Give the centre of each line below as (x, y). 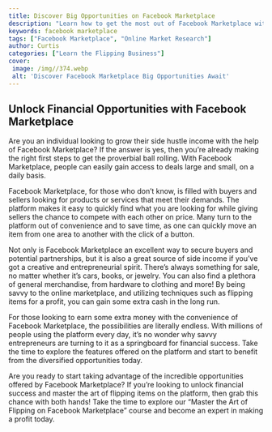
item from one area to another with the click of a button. (102, 234)
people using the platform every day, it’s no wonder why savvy (113, 335)
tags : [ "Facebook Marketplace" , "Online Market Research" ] (110, 38)
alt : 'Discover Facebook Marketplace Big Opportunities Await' (121, 76)
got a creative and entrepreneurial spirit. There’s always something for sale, (134, 267)
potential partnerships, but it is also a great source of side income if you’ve (133, 259)
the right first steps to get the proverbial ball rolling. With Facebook (120, 158)
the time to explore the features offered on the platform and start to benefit (133, 352)
